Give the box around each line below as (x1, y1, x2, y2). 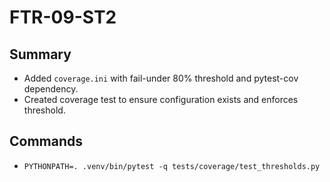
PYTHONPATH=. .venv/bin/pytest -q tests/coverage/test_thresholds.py (23, 161, 321, 171)
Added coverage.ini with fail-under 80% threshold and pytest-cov (23, 72, 299, 84)
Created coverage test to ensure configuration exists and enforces (23, 94, 299, 105)
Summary (9, 46, 72, 63)
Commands (9, 133, 84, 150)
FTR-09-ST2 (9, 6, 117, 29)
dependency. (23, 83, 79, 95)
